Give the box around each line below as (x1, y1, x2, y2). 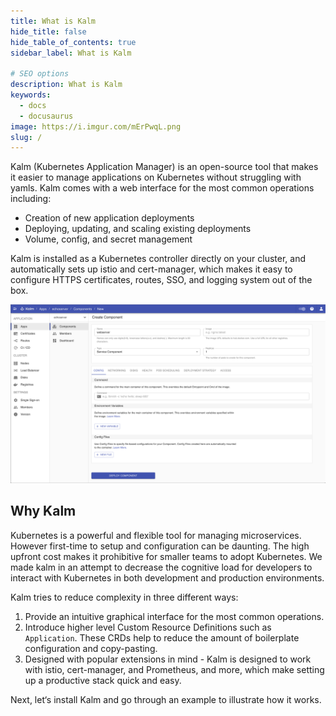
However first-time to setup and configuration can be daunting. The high (10, 540, 310, 552)
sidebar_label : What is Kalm (10, 48, 132, 58)
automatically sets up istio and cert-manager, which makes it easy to (10, 263, 293, 275)
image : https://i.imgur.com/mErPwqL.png (10, 121, 182, 132)
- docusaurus (19, 111, 74, 121)
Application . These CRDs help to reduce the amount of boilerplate (24, 631, 300, 644)
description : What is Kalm (10, 80, 123, 90)
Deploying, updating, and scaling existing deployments (24, 223, 252, 235)
